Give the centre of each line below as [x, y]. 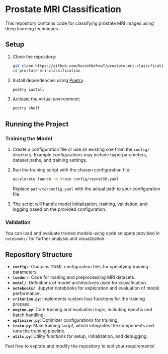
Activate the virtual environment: [46, 99]
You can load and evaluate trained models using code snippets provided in [82, 233]
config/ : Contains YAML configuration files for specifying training [80, 266]
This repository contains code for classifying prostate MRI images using [80, 23]
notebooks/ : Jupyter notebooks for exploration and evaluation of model [86, 288]
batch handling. [29, 315]
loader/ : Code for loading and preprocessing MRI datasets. [74, 277]
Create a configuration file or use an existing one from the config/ [81, 149]
